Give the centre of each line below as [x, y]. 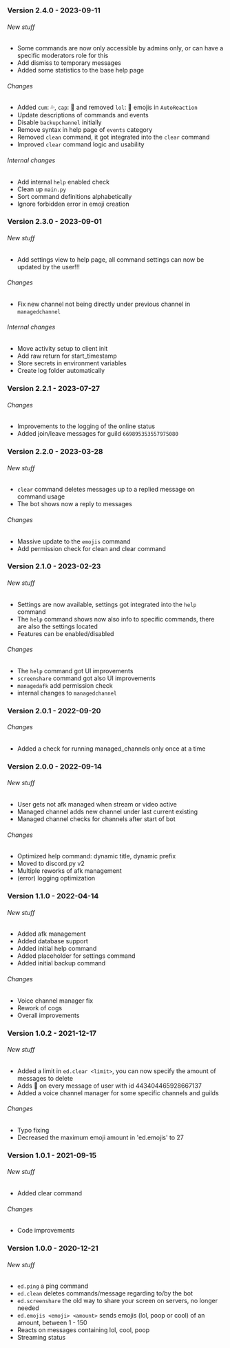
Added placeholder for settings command [76, 956]
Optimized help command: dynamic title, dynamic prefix [96, 856]
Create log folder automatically [61, 371]
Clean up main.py [42, 189]
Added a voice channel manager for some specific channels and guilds [118, 1092]
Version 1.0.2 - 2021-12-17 [52, 1033]
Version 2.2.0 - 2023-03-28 [55, 452]
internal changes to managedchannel [67, 693]
